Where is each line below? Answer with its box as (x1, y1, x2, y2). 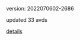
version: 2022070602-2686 (6, 5, 74, 12)
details (6, 28, 23, 35)
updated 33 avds (6, 16, 47, 23)
